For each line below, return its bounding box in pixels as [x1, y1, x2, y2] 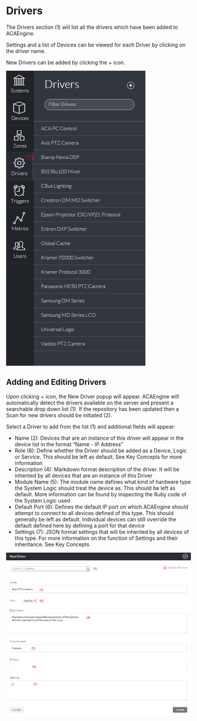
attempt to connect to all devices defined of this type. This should [14, 509, 174, 516]
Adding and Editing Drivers [6, 377, 107, 387]
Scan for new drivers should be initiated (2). [6, 411, 113, 418]
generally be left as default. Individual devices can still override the [14, 516, 177, 523]
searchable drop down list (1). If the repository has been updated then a [6, 405, 179, 413]
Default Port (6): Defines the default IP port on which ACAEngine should [14, 503, 189, 510]
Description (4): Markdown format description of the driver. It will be [14, 466, 180, 473]
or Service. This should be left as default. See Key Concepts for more [14, 453, 182, 460]
